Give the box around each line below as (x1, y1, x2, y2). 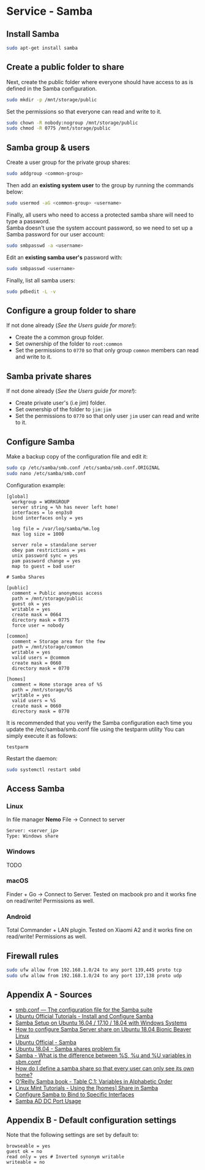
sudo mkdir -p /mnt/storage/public (6, 96, 97, 103)
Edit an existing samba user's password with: (6, 254, 122, 261)
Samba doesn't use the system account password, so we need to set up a (6, 224, 193, 231)
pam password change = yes (12, 557, 81, 564)
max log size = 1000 (12, 531, 64, 537)
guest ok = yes (12, 600, 51, 607)
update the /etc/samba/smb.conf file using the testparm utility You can (6, 726, 185, 733)
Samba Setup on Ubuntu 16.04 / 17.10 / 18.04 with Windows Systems (15, 1019, 188, 1026)
